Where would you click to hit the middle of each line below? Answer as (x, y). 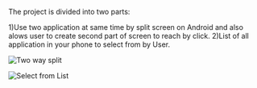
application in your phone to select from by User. (89, 44)
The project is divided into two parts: (69, 12)
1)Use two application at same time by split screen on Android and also (126, 27)
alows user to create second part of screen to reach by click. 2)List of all (129, 36)
